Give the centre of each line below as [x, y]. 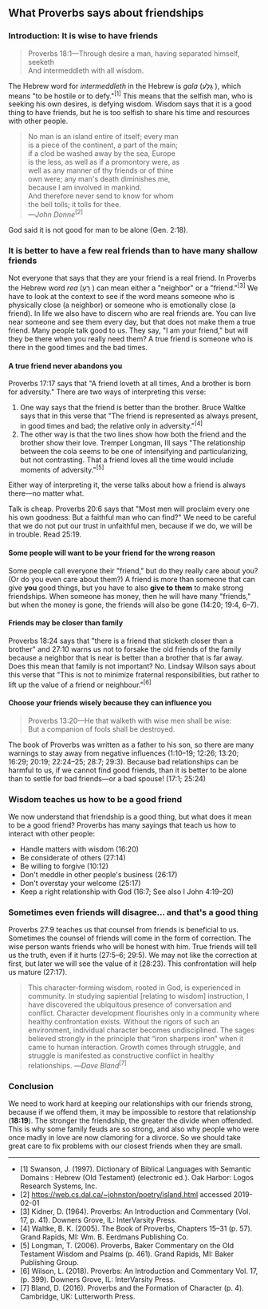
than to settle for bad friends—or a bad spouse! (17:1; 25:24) [107, 778]
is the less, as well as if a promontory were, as [104, 162]
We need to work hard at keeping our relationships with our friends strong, [131, 1103]
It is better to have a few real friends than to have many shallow [133, 250]
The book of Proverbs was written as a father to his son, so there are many [131, 744]
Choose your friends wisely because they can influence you [110, 703]
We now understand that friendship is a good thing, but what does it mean [130, 817]
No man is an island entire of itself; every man [103, 137]
